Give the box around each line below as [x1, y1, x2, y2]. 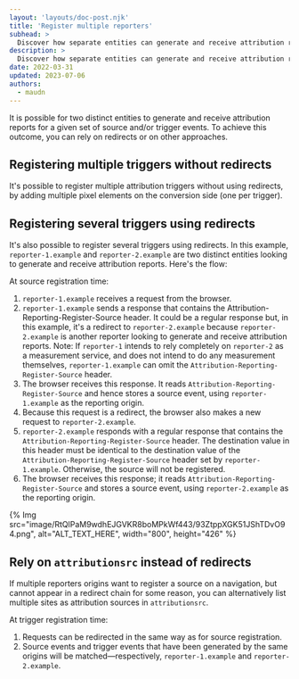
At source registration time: [9, 276, 109, 286]
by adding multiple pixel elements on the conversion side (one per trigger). [9, 190, 283, 201]
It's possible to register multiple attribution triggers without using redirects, [9, 180, 284, 192]
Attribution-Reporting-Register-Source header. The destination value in [21, 435, 290, 446]
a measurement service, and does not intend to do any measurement [21, 350, 276, 361]
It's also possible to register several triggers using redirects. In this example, [9, 240, 289, 251]
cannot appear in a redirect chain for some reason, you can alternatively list [9, 587, 287, 598]
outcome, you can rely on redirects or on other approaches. [9, 131, 229, 142]
